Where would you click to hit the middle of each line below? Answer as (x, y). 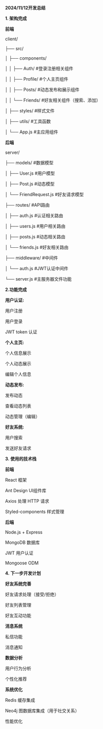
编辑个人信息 (18, 374)
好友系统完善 (18, 584)
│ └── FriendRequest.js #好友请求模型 (45, 194)
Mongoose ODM (22, 563)
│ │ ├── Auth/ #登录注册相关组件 (39, 68)
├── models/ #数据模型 (29, 163)
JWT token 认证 (21, 332)
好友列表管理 (18, 605)
